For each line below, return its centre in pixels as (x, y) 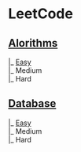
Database (32, 104)
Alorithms (33, 43)
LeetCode (40, 14)
